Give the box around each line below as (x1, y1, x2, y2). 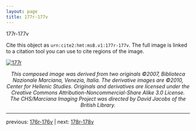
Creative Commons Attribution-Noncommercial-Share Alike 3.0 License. (11, 89, 185, 96)
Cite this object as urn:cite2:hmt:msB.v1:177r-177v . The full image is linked (6, 42, 188, 49)
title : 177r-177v (6, 14, 48, 20)
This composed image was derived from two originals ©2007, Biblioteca (10, 70, 185, 77)
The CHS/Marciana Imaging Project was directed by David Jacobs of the (10, 95, 186, 102)
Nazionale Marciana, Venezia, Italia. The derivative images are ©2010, (12, 77, 184, 84)
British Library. (80, 101, 116, 108)
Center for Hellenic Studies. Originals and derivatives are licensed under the (6, 82, 190, 89)
